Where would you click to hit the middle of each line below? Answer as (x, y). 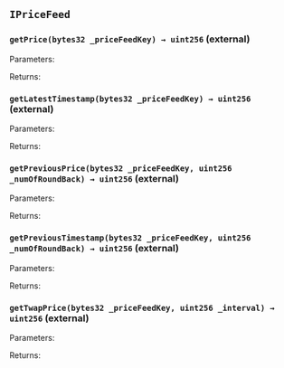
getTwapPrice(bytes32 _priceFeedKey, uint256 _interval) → (142, 308)
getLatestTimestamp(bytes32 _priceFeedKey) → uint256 (130, 99)
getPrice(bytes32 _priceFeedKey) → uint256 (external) (130, 39)
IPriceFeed (40, 15)
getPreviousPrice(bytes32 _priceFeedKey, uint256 (121, 168)
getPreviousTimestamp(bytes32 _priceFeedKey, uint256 (130, 238)
